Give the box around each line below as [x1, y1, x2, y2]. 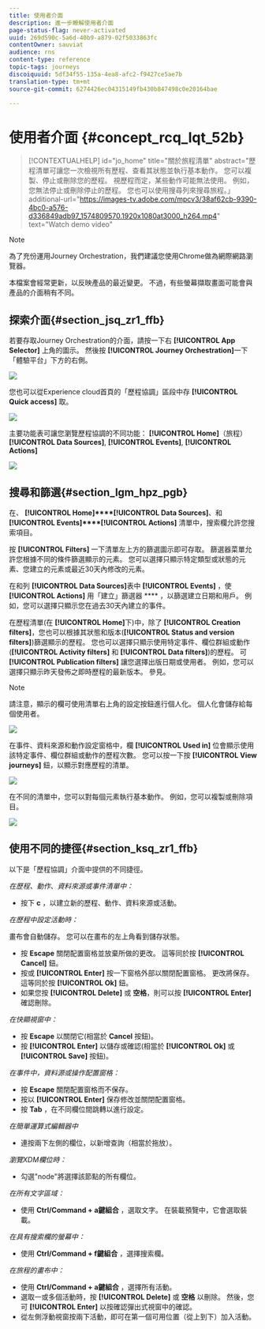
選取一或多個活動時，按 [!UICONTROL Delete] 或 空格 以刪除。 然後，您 [20, 1292, 255, 1301]
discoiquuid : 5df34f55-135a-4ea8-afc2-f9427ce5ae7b [9, 70, 182, 78]
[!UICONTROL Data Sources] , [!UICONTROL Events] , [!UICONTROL [9, 438, 232, 447]
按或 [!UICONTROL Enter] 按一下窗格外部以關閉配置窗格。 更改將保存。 [20, 968, 254, 977]
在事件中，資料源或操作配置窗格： [9, 1067, 120, 1077]
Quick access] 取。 [9, 397, 73, 407]
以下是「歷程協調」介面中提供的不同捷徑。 [9, 864, 147, 874]
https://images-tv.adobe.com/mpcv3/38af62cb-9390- [79, 194, 257, 204]
